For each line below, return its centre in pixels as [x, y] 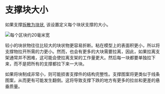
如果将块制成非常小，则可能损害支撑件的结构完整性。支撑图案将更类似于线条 [82, 74]
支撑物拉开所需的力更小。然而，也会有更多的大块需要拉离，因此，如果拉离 [80, 51]
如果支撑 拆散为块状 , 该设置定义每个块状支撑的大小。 [58, 24]
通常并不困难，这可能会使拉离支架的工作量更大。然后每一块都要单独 [78, 57]
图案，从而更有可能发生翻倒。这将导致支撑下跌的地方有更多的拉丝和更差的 [80, 80]
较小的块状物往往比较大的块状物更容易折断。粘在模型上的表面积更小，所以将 [82, 45]
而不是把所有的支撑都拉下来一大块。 [50, 64]
